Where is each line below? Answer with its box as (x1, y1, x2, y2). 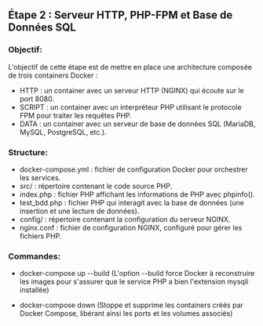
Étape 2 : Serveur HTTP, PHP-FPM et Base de (8, 9, 233, 22)
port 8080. (19, 94, 55, 103)
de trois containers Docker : (8, 71, 98, 80)
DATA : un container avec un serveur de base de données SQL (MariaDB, (19, 119, 256, 129)
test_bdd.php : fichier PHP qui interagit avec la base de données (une (19, 197, 245, 207)
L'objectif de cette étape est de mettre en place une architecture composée (8, 62, 253, 71)
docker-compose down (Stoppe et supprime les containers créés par (19, 300, 243, 310)
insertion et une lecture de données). (19, 206, 140, 216)
